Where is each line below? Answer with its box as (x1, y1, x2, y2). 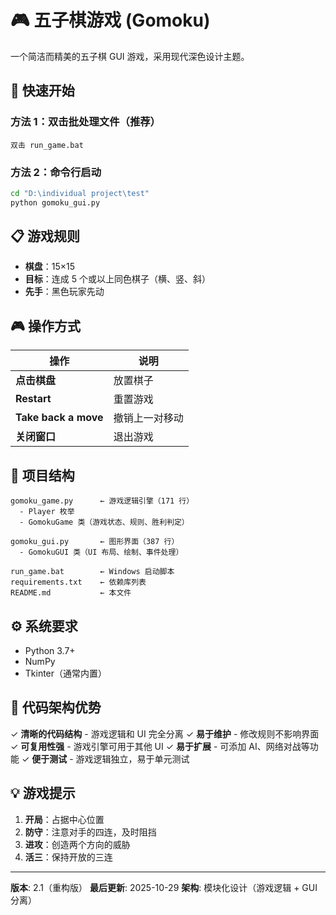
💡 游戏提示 (10, 785, 76, 802)
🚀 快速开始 (10, 82, 75, 100)
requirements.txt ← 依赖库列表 (10, 577, 147, 588)
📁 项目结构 (10, 467, 75, 484)
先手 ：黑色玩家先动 (24, 286, 105, 298)
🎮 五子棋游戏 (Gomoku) (10, 9, 211, 32)
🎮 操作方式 (10, 317, 81, 335)
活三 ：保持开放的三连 (24, 851, 113, 863)
